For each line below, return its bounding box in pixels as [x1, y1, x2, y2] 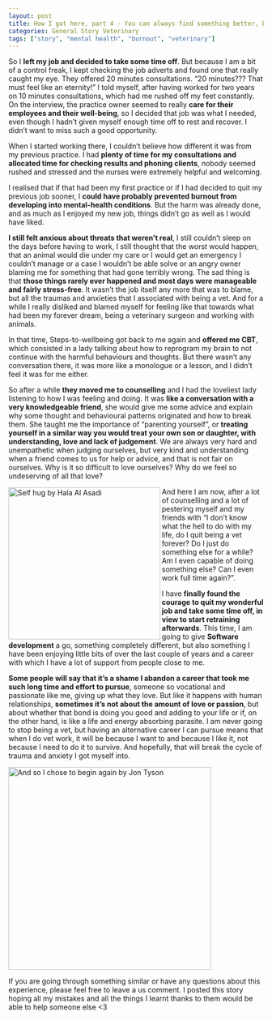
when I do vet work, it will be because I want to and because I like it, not [8, 734, 249, 744]
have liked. [8, 217, 45, 227]
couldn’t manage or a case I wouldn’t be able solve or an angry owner [8, 259, 241, 268]
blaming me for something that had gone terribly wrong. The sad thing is [8, 268, 250, 277]
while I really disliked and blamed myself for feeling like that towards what [8, 302, 255, 312]
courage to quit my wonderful [161, 598, 264, 607]
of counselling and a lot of [161, 495, 249, 505]
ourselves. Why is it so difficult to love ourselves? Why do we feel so [8, 463, 237, 473]
